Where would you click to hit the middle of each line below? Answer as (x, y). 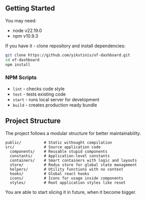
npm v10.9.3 (25, 36)
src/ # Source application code (53, 147)
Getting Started (30, 8)
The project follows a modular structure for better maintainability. (73, 133)
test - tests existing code (39, 94)
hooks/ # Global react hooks (50, 174)
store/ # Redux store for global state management (74, 165)
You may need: (21, 20)
